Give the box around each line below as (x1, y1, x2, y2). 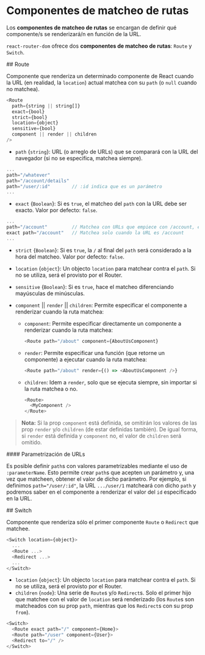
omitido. (21, 439, 42, 446)
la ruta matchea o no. (24, 385, 78, 392)
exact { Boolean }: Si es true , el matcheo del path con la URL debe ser (15, 200, 187, 208)
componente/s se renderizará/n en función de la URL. (6, 30, 142, 37)
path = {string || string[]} (12, 103, 81, 109)
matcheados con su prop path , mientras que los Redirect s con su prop (15, 602, 193, 610)
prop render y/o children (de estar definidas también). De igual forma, (21, 426, 198, 433)
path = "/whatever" (6, 172, 51, 178)
